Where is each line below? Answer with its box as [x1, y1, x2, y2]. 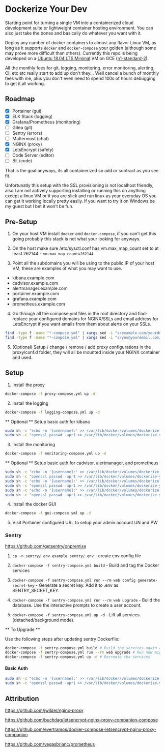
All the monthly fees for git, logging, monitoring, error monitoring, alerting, [5, 65, 155, 71]
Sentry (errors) [12, 130, 43, 136]
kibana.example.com [12, 275, 55, 281]
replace [12, 316, 28, 322]
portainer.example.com [12, 291, 59, 297]
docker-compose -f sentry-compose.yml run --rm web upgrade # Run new [5, 650, 153, 655]
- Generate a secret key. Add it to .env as [35, 582, 119, 588]
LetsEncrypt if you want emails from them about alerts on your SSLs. [12, 321, 151, 327]
